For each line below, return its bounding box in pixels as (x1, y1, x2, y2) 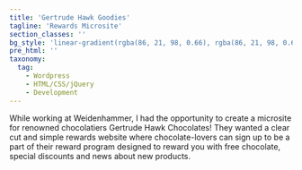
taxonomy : (9, 55, 47, 64)
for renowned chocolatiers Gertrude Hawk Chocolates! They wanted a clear (9, 122, 290, 132)
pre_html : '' (9, 47, 58, 55)
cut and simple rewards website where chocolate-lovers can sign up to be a (9, 132, 290, 142)
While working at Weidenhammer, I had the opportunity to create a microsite (9, 113, 292, 123)
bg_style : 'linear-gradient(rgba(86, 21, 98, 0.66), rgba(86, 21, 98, (9, 38, 280, 47)
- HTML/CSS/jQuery (25, 80, 94, 89)
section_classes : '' (9, 30, 87, 38)
